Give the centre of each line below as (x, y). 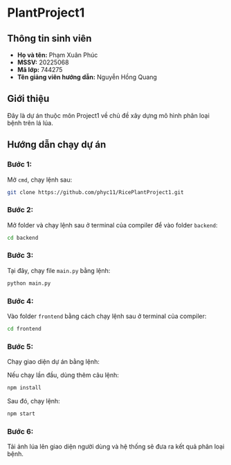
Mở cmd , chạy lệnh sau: (40, 179)
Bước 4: (20, 301)
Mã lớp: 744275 (40, 70)
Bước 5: (20, 346)
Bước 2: (20, 210)
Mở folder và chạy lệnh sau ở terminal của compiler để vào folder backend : (112, 225)
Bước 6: (20, 431)
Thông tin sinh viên (49, 38)
